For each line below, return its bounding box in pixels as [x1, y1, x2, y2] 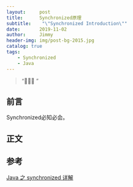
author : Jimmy [6, 32, 53, 38]
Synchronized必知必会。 [6, 114, 69, 121]
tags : [6, 49, 20, 55]
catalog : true [6, 44, 43, 50]
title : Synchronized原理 [6, 15, 82, 21]
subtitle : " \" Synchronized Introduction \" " [6, 20, 127, 26]
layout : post [6, 9, 51, 15]
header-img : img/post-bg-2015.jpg [6, 37, 95, 44]
